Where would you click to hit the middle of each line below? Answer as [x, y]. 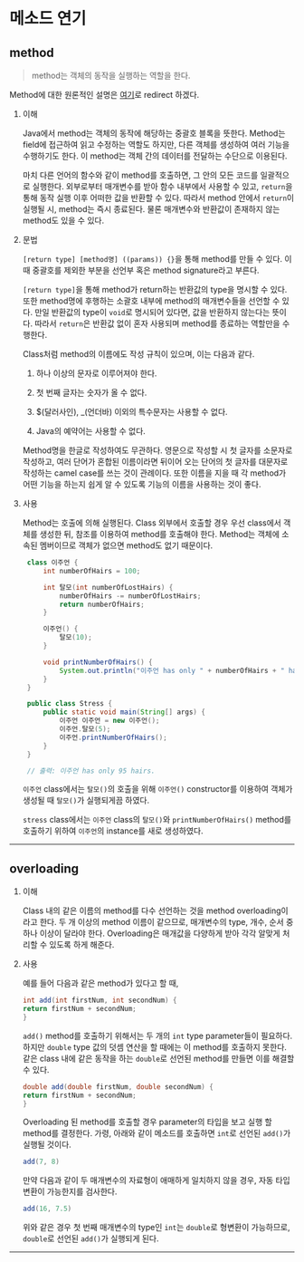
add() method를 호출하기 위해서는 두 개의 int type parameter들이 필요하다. [157, 1036]
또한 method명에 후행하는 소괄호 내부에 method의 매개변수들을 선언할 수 [151, 301]
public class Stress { [70, 704]
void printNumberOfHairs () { [98, 662]
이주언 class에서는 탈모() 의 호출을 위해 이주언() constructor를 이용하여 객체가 [157, 789]
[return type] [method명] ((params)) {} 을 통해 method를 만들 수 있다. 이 [157, 259]
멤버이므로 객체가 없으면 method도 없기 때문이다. [126, 545]
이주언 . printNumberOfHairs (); [113, 737]
